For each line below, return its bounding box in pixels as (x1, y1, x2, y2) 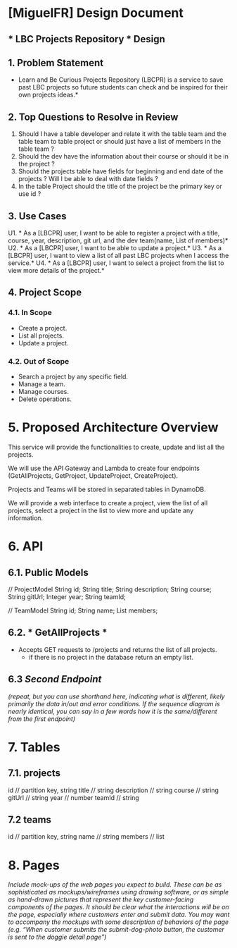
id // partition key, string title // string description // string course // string (8, 786, 219, 794)
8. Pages (8, 857, 60, 873)
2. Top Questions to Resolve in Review (8, 111, 179, 123)
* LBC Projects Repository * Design (8, 33, 165, 45)
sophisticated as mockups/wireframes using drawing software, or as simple (8, 888, 229, 897)
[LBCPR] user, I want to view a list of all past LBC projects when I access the (8, 252, 229, 260)
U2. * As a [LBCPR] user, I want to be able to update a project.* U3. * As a (8, 244, 222, 252)
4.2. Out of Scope (8, 356, 70, 366)
